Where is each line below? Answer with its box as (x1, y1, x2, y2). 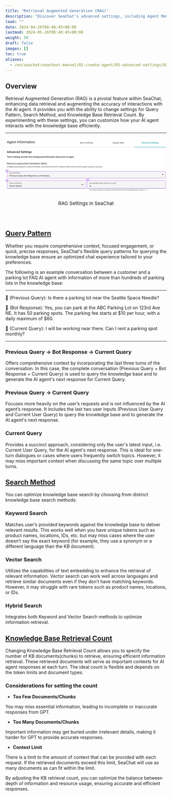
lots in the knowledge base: (5, 279, 63, 286)
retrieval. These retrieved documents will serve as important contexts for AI (5, 658, 165, 665)
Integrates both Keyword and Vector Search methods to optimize (5, 614, 142, 620)
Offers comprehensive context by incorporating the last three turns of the (5, 360, 160, 366)
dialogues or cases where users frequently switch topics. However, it (15, 452, 161, 458)
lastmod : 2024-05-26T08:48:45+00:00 (5, 30, 83, 35)
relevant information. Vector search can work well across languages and (5, 573, 158, 579)
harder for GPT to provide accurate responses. (5, 735, 104, 741)
